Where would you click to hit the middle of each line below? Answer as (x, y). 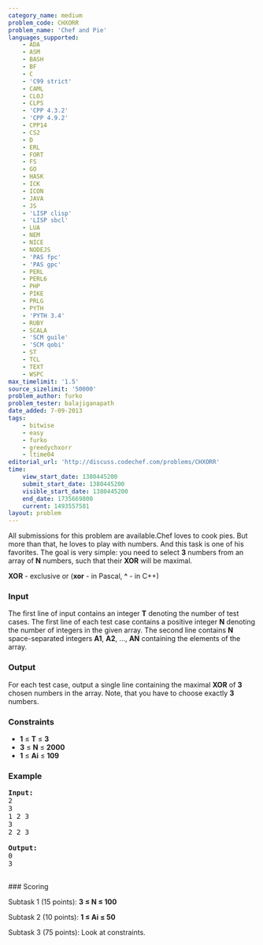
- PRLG (33, 301)
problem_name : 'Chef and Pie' (58, 30)
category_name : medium (45, 15)
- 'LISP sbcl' (45, 220)
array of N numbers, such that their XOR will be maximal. (100, 561)
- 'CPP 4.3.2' (45, 111)
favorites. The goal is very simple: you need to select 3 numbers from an (126, 553)
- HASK (33, 177)
